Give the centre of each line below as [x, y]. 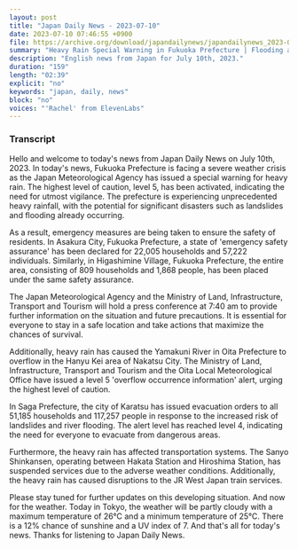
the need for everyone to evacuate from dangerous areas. [115, 435]
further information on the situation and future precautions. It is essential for [148, 315]
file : [19, 42]
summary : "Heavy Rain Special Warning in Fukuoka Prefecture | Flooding [146, 51]
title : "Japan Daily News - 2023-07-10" [85, 26]
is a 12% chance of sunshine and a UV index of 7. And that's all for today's [145, 525]
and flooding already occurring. [67, 215]
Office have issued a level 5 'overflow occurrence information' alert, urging [146, 380]
